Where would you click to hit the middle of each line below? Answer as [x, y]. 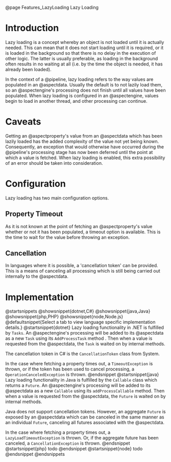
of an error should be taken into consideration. [54, 163]
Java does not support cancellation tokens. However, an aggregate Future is [86, 412]
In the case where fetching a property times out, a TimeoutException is [79, 364]
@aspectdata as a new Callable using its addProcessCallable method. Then [85, 391]
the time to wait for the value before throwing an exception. [68, 237]
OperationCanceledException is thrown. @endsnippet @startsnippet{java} [82, 375]
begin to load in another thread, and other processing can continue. [76, 101]
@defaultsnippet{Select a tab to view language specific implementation [80, 322]
